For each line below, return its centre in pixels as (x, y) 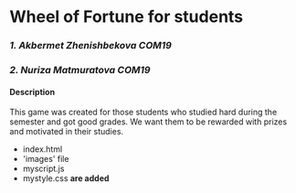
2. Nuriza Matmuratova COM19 (80, 70)
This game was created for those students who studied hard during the (143, 113)
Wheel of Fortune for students (127, 17)
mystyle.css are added (66, 178)
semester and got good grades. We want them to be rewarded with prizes (148, 122)
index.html (42, 149)
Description (32, 91)
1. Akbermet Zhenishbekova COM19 (90, 46)
